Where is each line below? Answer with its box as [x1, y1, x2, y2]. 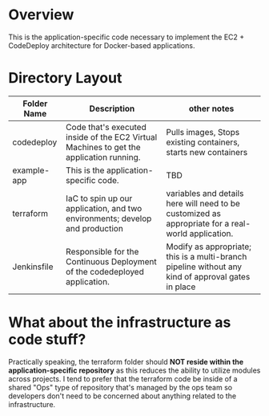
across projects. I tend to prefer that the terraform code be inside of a [8, 373, 238, 383]
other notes [188, 103, 235, 114]
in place [166, 281, 196, 292]
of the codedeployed [65, 266, 144, 277]
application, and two [65, 202, 143, 214]
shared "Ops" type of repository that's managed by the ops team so [8, 382, 233, 392]
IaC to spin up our [65, 193, 133, 204]
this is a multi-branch [166, 251, 247, 262]
